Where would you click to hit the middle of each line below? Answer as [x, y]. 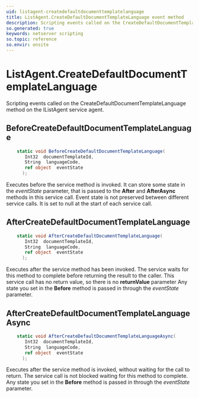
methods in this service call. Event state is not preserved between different [98, 197]
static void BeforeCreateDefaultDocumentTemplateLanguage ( [91, 151]
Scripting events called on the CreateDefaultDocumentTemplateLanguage [96, 103]
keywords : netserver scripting [45, 34]
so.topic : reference [32, 39]
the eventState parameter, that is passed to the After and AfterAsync [91, 191]
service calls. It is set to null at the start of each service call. [79, 203]
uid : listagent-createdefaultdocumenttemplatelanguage [75, 12]
